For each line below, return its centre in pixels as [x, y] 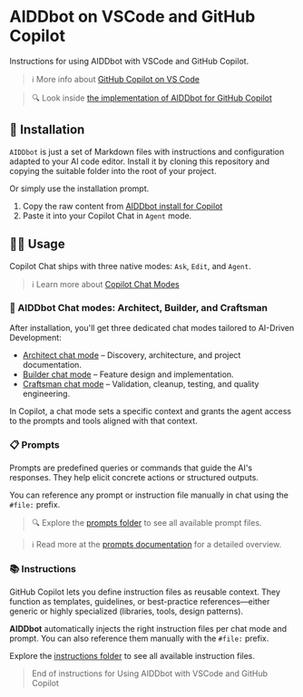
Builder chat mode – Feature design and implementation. [128, 374]
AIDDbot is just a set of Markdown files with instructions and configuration [147, 151]
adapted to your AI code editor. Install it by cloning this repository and [140, 161]
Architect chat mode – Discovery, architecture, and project [132, 354]
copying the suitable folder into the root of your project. [113, 170]
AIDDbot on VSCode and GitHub [132, 17]
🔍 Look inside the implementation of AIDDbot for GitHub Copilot [151, 98]
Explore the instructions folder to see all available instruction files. [132, 656]
